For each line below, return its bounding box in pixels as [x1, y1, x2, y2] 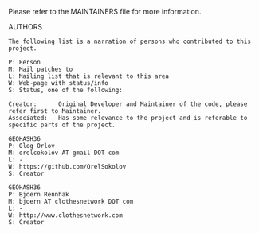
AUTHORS [8, 22, 42, 31]
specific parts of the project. [8, 121, 116, 129]
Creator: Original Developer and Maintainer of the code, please [8, 100, 248, 108]
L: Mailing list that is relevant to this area [8, 72, 170, 80]
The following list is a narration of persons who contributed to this [8, 37, 251, 45]
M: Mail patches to [8, 65, 73, 73]
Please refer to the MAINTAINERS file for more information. [8, 7, 202, 16]
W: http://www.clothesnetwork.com [8, 212, 124, 219]
